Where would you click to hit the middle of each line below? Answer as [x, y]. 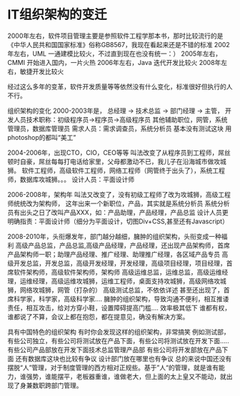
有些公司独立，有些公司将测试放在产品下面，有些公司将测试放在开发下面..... [119, 340]
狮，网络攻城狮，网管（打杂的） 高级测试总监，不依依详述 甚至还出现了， [115, 290]
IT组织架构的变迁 [57, 15]
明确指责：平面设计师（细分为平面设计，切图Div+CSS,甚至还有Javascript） [118, 221]
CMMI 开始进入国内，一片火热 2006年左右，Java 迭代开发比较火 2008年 [114, 62]
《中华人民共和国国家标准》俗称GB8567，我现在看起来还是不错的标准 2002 [119, 44]
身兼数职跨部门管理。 [51, 385]
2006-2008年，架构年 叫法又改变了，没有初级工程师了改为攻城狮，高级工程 [119, 194]
